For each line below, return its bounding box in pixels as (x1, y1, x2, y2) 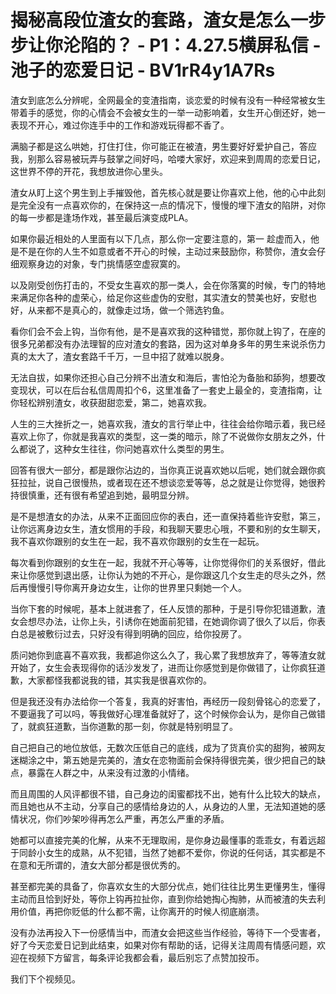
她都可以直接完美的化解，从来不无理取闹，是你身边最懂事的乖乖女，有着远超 (10, 834, 326, 846)
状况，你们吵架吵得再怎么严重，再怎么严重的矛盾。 (18, 812, 230, 825)
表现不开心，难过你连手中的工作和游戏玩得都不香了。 (10, 119, 230, 131)
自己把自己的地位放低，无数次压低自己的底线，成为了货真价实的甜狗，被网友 (10, 741, 326, 753)
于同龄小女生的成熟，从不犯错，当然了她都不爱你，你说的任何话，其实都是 (10, 846, 317, 858)
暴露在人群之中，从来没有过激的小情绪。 (27, 766, 195, 778)
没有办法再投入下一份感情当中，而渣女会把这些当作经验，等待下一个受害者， (10, 926, 326, 938)
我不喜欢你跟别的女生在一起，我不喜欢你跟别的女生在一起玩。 (10, 535, 265, 547)
